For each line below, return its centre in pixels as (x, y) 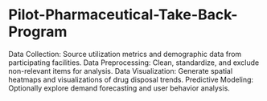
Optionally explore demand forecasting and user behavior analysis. (119, 88)
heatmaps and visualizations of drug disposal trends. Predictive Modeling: (131, 79)
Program (38, 32)
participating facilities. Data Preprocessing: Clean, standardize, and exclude (134, 63)
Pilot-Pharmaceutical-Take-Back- (123, 15)
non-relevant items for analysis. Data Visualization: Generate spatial (121, 71)
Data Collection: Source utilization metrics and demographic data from (125, 54)
